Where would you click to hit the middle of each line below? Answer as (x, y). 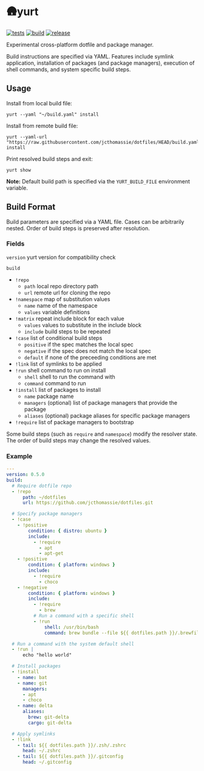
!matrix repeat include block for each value (70, 318)
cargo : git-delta (50, 723)
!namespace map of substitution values (63, 299)
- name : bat (32, 677)
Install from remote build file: (42, 126)
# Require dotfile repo (42, 486)
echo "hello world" (47, 655)
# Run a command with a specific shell (84, 616)
